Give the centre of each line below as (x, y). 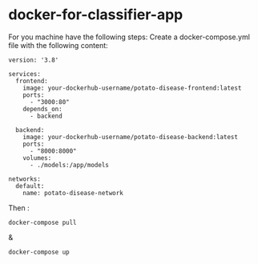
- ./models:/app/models (69, 165)
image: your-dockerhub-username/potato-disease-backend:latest (131, 137)
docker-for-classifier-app (96, 15)
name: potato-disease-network (73, 193)
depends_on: (42, 109)
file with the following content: (58, 45)
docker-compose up (39, 252)
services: (25, 74)
